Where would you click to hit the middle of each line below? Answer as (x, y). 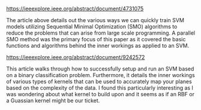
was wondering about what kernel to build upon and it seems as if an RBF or (100, 94)
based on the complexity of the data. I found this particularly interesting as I (100, 88)
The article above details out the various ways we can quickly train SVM (95, 20)
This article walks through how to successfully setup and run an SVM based (100, 69)
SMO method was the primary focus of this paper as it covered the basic (96, 39)
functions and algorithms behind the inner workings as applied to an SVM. (98, 45)
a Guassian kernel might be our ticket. (53, 100)
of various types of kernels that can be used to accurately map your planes (99, 81)
